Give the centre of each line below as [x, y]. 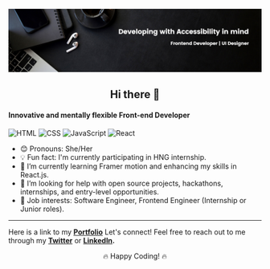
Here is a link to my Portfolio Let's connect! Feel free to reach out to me [127, 232]
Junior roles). [42, 209]
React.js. [35, 174]
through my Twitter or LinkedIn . [61, 240]
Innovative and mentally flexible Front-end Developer [99, 115]
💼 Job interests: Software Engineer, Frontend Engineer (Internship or [133, 200]
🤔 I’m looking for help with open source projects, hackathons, [121, 183]
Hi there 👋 [135, 94]
